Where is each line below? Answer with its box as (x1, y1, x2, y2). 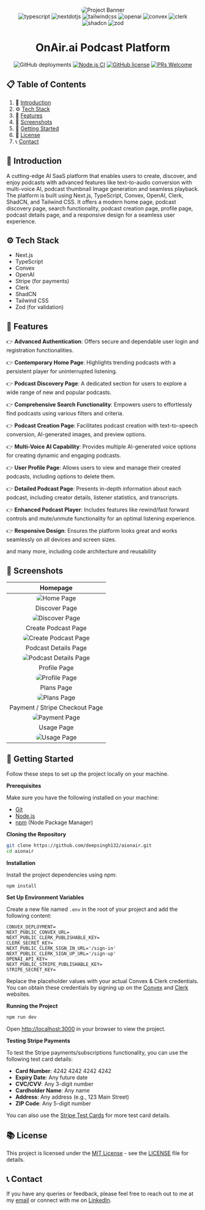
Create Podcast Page (25, 624, 87, 632)
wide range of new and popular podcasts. (6, 388, 112, 396)
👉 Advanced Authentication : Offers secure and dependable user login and (6, 338, 199, 345)
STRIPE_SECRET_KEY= (6, 967, 56, 973)
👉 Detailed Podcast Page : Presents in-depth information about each (6, 485, 182, 492)
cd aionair (6, 848, 34, 854)
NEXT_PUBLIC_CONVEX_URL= (6, 929, 70, 935)
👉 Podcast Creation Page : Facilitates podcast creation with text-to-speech (6, 422, 198, 429)
